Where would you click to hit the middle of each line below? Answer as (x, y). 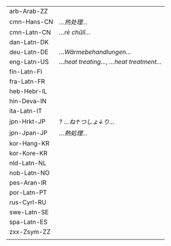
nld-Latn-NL (28, 163)
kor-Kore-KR (28, 153)
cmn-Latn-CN (30, 32)
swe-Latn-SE (29, 212)
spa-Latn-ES (28, 222)
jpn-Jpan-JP (28, 133)
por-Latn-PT (28, 193)
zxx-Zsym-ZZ (30, 232)
